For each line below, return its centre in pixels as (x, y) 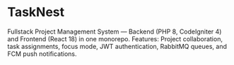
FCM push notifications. (42, 54)
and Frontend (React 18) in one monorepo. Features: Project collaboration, (115, 38)
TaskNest (36, 12)
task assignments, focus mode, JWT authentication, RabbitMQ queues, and (117, 46)
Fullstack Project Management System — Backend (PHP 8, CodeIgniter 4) (115, 31)
